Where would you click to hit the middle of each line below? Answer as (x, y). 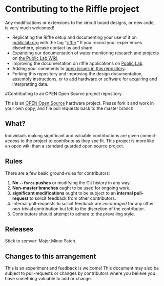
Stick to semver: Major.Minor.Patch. (41, 241)
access (12, 141)
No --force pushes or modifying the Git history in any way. (71, 183)
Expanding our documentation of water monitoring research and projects (85, 53)
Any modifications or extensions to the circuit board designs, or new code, (80, 23)
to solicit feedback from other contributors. (73, 198)
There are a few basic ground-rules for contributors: (58, 173)
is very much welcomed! (30, 27)
